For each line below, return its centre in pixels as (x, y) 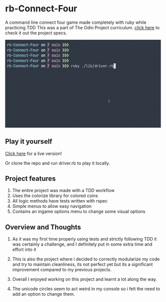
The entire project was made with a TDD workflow (63, 191)
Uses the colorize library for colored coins (55, 196)
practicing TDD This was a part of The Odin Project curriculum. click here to (82, 27)
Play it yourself (29, 142)
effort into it (24, 250)
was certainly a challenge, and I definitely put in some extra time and (82, 244)
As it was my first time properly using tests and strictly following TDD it (84, 239)
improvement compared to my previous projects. (62, 270)
